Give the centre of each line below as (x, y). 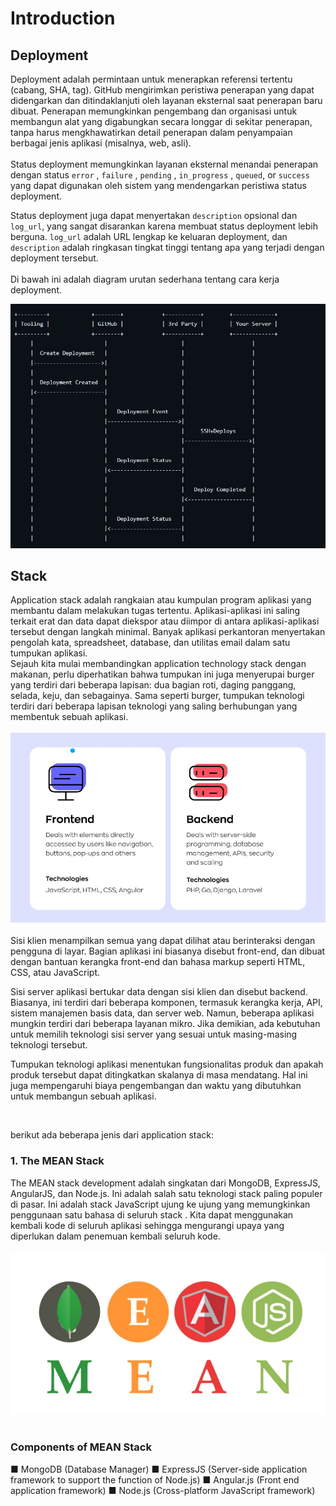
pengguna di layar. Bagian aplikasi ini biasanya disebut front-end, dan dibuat (168, 951)
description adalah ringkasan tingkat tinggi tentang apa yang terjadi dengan (167, 247)
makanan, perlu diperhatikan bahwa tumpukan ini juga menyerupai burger (162, 674)
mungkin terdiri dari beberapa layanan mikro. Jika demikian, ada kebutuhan (165, 1024)
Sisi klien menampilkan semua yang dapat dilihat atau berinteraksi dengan (163, 941)
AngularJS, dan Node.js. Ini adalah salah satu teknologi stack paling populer (166, 1193)
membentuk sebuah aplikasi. (69, 717)
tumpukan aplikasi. (49, 653)
